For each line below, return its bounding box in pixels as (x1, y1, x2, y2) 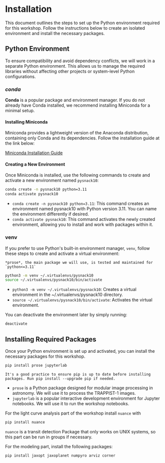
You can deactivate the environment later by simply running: (5, 312, 127, 318)
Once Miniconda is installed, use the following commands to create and (5, 172, 150, 178)
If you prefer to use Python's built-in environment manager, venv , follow (5, 245, 150, 251)
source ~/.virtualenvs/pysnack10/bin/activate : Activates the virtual (12, 297, 153, 303)
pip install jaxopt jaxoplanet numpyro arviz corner (5, 453, 116, 458)
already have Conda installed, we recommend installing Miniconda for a (5, 102, 150, 108)
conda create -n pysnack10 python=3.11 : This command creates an (12, 201, 149, 207)
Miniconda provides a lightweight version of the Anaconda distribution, (5, 130, 149, 136)
